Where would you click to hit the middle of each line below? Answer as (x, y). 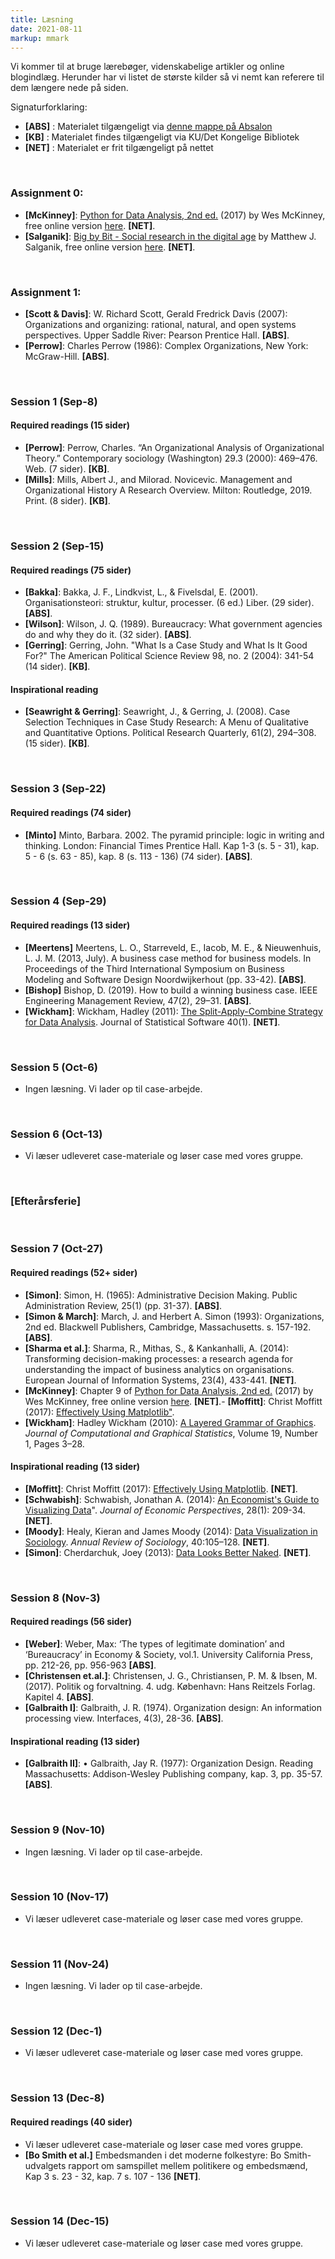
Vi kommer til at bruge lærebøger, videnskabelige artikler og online (147, 67)
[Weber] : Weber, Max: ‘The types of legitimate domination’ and (154, 1644)
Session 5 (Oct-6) (54, 1067)
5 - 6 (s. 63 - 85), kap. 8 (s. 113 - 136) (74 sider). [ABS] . (138, 856)
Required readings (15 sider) (70, 425)
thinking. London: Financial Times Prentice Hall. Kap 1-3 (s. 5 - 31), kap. (172, 845)
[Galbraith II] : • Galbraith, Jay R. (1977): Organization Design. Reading (169, 1763)
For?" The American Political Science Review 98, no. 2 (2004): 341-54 (169, 656)
